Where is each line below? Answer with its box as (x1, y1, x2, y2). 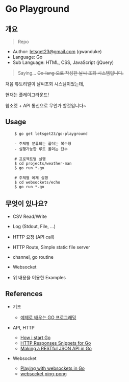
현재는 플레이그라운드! (5, 92, 49, 98)
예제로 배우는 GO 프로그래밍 (20, 314, 76, 321)
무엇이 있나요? (5, 199, 48, 208)
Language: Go (12, 54, 43, 60)
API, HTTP (12, 325, 35, 331)
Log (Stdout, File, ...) (12, 223, 56, 229)
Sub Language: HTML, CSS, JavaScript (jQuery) (12, 59, 114, 65)
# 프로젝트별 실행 (14, 156, 46, 162)
